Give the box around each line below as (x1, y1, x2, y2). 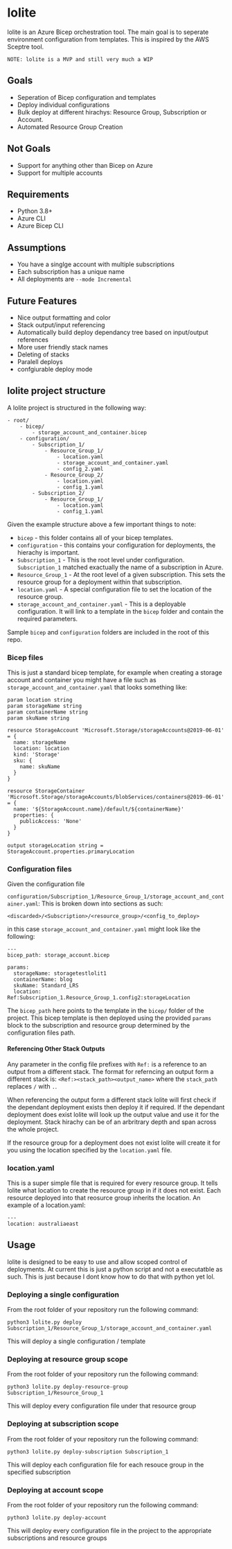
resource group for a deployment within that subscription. (17, 578, 182, 586)
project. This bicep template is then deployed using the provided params (7, 1014, 212, 1022)
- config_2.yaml (56, 465, 104, 472)
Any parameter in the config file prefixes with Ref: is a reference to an (7, 1059, 207, 1068)
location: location (13, 745, 70, 752)
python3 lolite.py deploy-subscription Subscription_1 (7, 1448, 169, 1455)
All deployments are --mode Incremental (17, 275, 132, 284)
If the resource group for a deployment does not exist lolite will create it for (7, 1139, 221, 1147)
